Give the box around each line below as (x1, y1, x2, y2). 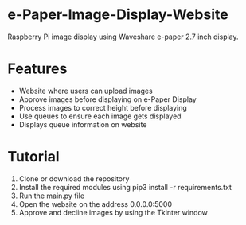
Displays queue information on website (18, 119, 147, 129)
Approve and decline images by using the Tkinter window (18, 208, 208, 217)
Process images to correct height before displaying (18, 103, 188, 112)
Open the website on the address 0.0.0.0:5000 (18, 199, 173, 208)
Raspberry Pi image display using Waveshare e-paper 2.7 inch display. (7, 32, 240, 41)
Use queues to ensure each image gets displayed (18, 111, 182, 121)
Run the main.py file (18, 191, 85, 200)
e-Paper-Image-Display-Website (7, 6, 228, 24)
